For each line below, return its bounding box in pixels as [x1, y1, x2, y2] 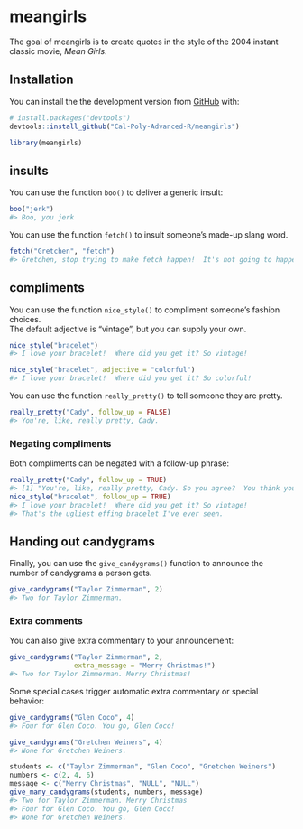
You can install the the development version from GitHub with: [9, 96, 240, 107]
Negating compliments [9, 437, 112, 450]
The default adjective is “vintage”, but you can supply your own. [9, 323, 247, 334]
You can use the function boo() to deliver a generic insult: [9, 187, 224, 198]
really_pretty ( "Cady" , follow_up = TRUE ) [9, 476, 168, 485]
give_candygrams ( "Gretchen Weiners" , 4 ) [9, 738, 164, 747]
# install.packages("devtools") [9, 113, 131, 123]
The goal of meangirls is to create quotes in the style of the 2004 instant [9, 36, 279, 47]
